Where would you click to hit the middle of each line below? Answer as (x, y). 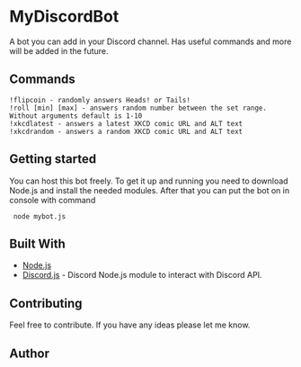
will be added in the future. (59, 50)
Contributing (46, 303)
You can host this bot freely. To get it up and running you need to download (149, 181)
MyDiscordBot (64, 17)
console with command (53, 200)
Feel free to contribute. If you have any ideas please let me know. (130, 325)
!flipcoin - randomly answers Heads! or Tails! (100, 100)
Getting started (53, 159)
